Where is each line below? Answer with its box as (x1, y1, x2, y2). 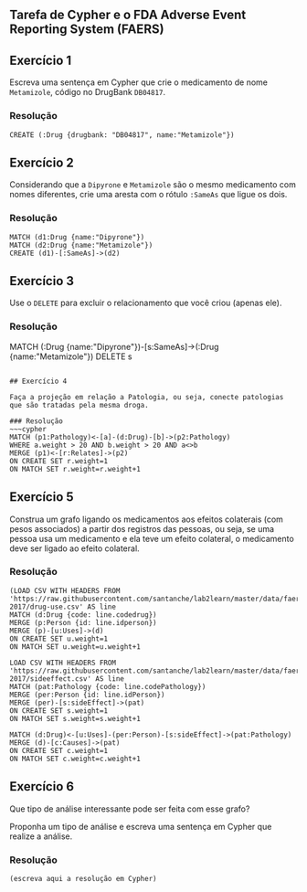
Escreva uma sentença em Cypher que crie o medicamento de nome (9, 77, 268, 88)
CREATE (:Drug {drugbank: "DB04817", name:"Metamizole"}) (9, 130, 235, 140)
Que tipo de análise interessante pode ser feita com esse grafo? (9, 803, 250, 814)
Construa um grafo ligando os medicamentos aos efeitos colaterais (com (9, 514, 283, 525)
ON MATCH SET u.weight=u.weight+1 (9, 642, 142, 652)
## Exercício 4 (9, 377, 68, 386)
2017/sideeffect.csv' (9, 674, 92, 684)
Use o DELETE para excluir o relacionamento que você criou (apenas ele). (9, 297, 282, 309)
